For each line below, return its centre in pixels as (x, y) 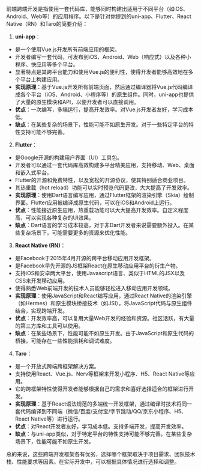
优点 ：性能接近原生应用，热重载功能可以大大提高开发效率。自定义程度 (102, 210)
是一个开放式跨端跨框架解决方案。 (57, 366)
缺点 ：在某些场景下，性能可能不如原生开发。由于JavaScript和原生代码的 (104, 333)
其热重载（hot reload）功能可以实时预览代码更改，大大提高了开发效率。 (104, 187)
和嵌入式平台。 (33, 172)
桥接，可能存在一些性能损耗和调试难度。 (65, 341)
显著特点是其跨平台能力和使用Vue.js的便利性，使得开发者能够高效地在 (101, 72)
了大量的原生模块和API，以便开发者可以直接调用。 (77, 102)
